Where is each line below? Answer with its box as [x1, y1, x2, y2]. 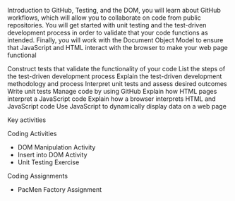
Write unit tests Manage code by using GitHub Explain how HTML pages [7, 87, 217, 95]
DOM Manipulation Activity [17, 143, 96, 151]
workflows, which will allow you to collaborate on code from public [7, 13, 201, 22]
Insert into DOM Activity [17, 151, 88, 159]
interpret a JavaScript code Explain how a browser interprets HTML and [7, 95, 217, 103]
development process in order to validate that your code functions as [7, 28, 208, 37]
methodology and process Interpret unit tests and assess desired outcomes [7, 80, 227, 87]
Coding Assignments [7, 172, 68, 180]
